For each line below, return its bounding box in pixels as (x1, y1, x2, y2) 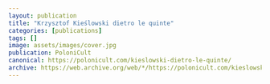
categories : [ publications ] (8, 26, 103, 34)
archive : (8, 64, 38, 72)
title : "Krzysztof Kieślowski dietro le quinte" (8, 19, 174, 27)
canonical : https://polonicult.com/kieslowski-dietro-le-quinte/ (8, 57, 231, 65)
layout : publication (8, 11, 78, 20)
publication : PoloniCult (8, 49, 92, 57)
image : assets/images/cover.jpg (8, 42, 117, 50)
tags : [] (8, 34, 38, 42)
